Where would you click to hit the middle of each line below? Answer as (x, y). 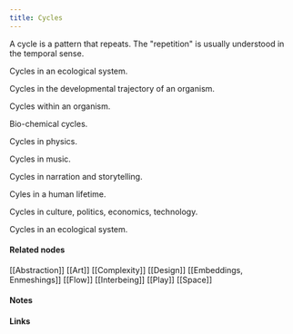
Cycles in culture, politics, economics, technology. (104, 211)
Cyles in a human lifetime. (58, 194)
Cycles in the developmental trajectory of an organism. (112, 88)
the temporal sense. (47, 53)
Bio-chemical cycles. (49, 123)
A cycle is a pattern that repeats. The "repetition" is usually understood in (147, 44)
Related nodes (37, 250)
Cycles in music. (40, 159)
